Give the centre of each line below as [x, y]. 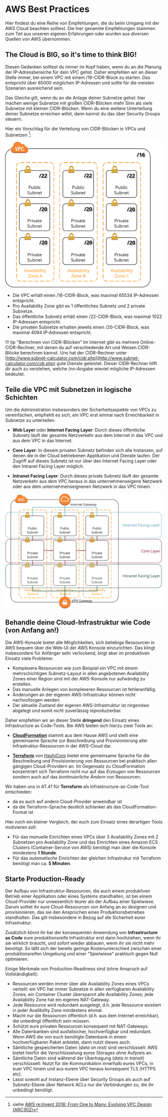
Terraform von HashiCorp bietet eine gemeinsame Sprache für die [81, 755]
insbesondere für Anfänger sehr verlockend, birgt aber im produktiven [77, 653]
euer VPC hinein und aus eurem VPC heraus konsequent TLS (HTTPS [84, 1069]
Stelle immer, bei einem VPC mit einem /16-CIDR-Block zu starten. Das [78, 77]
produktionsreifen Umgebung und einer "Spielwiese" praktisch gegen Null [81, 954]
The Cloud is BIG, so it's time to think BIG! [71, 55]
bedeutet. [15, 374]
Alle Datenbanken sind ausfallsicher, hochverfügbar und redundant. [82, 1031]
